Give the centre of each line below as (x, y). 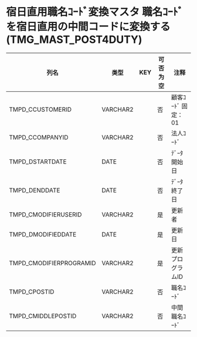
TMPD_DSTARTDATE (38, 161)
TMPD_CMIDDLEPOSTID (43, 316)
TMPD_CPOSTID (32, 292)
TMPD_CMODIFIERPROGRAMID (52, 263)
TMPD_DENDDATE (35, 190)
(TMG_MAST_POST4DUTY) (74, 40)
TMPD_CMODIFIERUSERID (45, 214)
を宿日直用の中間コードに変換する (89, 27)
